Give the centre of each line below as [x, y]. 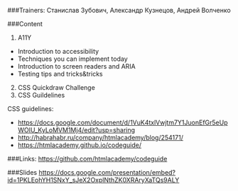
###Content [25, 24]
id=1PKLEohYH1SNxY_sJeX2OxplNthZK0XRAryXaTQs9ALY [93, 180]
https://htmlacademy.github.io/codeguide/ [80, 145]
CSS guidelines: [31, 109]
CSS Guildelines [41, 95]
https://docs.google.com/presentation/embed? [107, 172]
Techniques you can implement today [72, 59]
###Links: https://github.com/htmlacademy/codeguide [87, 159]
